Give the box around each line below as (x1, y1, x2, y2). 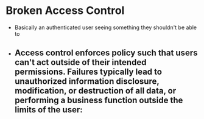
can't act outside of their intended (14, 57, 147, 67)
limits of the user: (14, 104, 83, 115)
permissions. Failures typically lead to (14, 67, 163, 77)
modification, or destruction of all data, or (14, 86, 177, 96)
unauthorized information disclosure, (14, 76, 160, 87)
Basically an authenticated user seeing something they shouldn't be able (14, 24, 197, 31)
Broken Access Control (5, 4, 125, 18)
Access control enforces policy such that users (14, 48, 198, 58)
